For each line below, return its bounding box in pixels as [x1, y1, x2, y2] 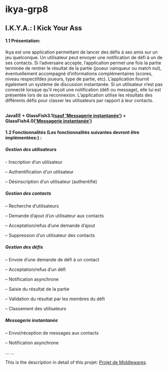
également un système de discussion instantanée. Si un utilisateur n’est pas [5, 81, 163, 87]
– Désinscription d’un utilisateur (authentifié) [5, 178, 98, 185]
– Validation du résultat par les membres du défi [5, 296, 105, 302]
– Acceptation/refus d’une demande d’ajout [5, 222, 95, 228]
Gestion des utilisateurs [5, 146, 57, 152]
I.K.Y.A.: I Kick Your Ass [5, 24, 82, 32]
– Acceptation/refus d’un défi [5, 266, 66, 272]
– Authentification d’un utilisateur [5, 169, 74, 175]
